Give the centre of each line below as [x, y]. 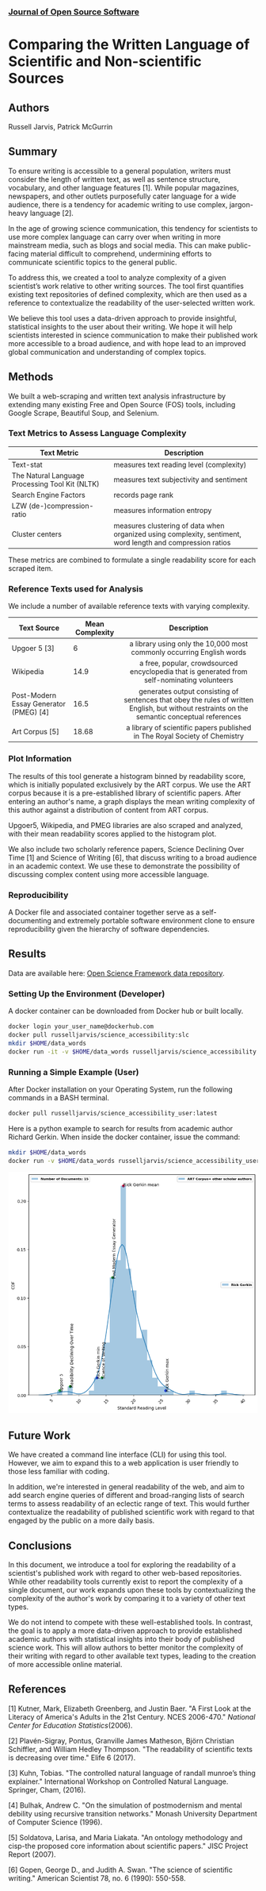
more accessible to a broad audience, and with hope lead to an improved [127, 343]
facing [19, 253]
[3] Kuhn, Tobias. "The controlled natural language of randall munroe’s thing [132, 1773]
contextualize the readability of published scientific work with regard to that [131, 1512]
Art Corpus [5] [35, 732]
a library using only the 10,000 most [189, 644]
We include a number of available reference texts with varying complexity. [129, 607]
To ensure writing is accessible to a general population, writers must [120, 171]
